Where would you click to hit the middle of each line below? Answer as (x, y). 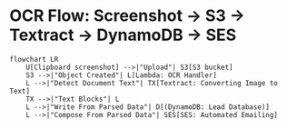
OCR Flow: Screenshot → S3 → (127, 16)
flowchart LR (34, 59)
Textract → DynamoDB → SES (123, 35)
